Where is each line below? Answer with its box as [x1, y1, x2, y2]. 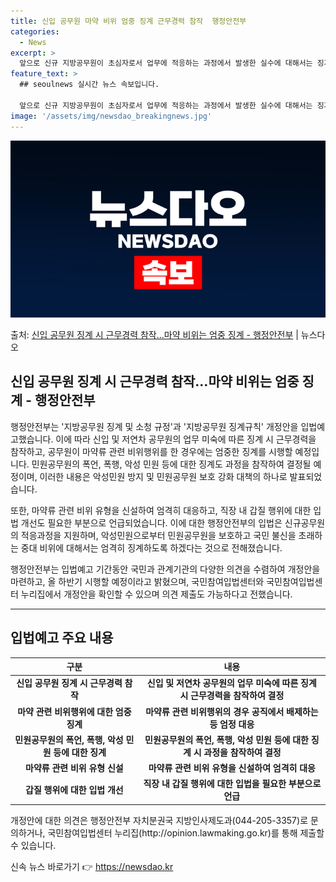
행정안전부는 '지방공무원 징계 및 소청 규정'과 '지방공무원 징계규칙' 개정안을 [10, 420, 299, 432]
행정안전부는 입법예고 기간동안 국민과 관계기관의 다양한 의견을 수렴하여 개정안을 [10, 563, 321, 575]
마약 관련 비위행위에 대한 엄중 [17, 705, 132, 717]
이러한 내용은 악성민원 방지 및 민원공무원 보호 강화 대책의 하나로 [39, 470, 288, 482]
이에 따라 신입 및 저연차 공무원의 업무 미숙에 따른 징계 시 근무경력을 [55, 433, 317, 445]
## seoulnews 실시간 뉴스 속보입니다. [19, 80, 160, 90]
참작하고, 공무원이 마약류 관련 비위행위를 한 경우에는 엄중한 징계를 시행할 [10, 445, 293, 457]
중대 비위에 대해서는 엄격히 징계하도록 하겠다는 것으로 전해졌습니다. [20, 541, 283, 554]
